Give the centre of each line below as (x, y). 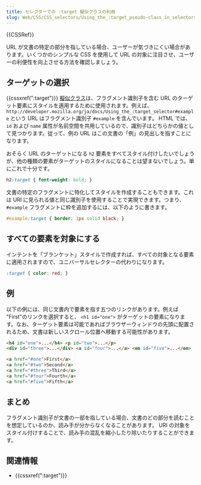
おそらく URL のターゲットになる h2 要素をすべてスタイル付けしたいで (93, 154)
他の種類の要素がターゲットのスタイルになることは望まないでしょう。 (103, 161)
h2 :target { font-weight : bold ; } (49, 180)
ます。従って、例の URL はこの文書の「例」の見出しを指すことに (112, 133)
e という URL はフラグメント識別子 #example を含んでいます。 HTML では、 (99, 118)
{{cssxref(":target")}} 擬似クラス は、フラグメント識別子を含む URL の (92, 98)
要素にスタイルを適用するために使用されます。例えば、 (84, 106)
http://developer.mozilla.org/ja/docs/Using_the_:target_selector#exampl (100, 112)
